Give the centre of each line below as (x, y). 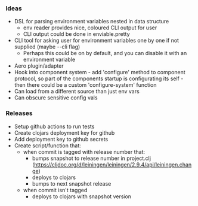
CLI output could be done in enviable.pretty (76, 34)
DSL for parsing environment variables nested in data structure (92, 22)
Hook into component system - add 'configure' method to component (100, 72)
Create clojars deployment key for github (64, 132)
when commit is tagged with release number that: (84, 152)
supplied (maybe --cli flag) (47, 47)
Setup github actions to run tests (54, 126)
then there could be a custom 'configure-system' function (85, 85)
